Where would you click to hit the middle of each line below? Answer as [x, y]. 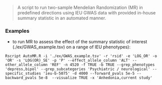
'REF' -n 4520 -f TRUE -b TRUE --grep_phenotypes [102, 65]
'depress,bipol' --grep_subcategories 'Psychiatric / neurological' [78, 69]
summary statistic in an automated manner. [62, 18]
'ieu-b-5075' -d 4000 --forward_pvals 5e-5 [89, 74]
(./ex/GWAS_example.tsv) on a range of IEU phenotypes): [71, 47]
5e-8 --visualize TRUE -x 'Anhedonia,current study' [96, 78]
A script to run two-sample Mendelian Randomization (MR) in [80, 7]
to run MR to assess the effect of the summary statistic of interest [80, 42]
